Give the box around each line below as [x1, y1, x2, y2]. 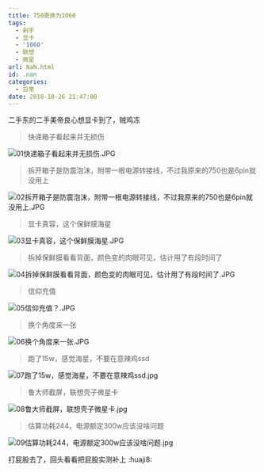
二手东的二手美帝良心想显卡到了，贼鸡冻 [8, 116, 140, 125]
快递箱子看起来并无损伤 [27, 132, 105, 142]
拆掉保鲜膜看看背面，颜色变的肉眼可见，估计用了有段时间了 [27, 253, 223, 262]
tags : [8, 19, 26, 27]
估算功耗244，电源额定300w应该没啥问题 [27, 421, 164, 431]
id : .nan [8, 70, 37, 78]
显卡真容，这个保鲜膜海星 [27, 219, 112, 229]
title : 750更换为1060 [8, 11, 76, 20]
